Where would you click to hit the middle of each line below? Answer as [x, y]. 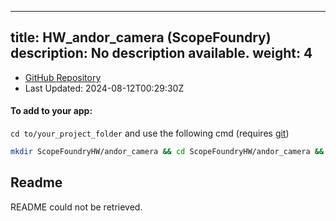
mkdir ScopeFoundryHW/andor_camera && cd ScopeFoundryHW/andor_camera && [167, 152]
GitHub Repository [63, 77]
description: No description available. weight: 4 [161, 53]
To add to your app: [51, 111]
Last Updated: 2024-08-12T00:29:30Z [104, 88]
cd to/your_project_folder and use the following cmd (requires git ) [150, 133]
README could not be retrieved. [76, 207]
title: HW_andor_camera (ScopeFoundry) [141, 37]
